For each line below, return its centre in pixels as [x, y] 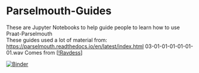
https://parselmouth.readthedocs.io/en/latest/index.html [75, 46]
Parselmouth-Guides [59, 11]
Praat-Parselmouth [29, 33]
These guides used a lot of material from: [57, 40]
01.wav [15, 52]
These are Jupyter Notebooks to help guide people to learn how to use [93, 27]
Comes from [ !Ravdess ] [54, 52]
